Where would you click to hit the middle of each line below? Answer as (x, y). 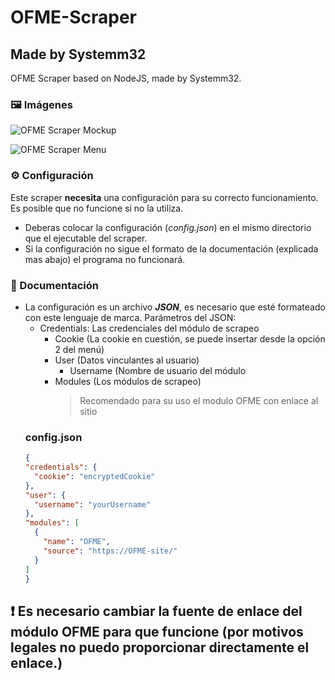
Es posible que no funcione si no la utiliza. (97, 208)
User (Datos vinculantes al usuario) (127, 360)
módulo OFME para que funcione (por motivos (157, 631)
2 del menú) (79, 349)
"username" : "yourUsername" (93, 504)
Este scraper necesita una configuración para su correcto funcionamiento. (164, 197)
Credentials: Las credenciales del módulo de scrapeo (149, 328)
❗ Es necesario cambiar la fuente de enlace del (156, 611)
